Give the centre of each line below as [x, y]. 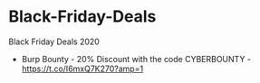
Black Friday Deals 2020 [54, 41]
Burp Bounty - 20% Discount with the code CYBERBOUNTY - [136, 59]
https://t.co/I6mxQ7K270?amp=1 [82, 69]
